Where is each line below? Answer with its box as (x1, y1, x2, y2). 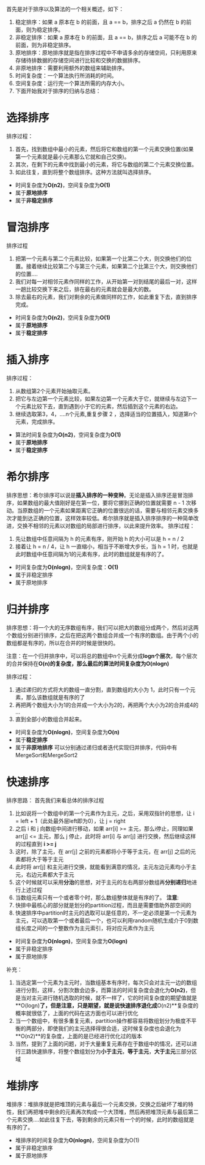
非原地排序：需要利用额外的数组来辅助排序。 (15, 64, 128, 72)
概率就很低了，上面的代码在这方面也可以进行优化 (15, 1009, 138, 1017)
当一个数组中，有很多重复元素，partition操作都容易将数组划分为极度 (15, 1017, 186, 1024)
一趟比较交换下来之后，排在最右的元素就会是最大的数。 (15, 285, 154, 293)
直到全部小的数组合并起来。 (15, 715, 85, 723)
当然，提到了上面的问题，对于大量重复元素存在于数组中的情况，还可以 (15, 1040, 192, 1047)
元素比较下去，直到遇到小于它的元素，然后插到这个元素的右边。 (20, 402, 181, 410)
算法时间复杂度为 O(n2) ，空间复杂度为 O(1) (15, 431, 121, 438)
